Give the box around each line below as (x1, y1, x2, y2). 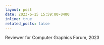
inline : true (5, 16, 32, 21)
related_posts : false (5, 21, 50, 26)
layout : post (5, 7, 32, 12)
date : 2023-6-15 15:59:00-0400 (5, 12, 70, 17)
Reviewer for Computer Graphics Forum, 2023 (5, 35, 100, 41)
